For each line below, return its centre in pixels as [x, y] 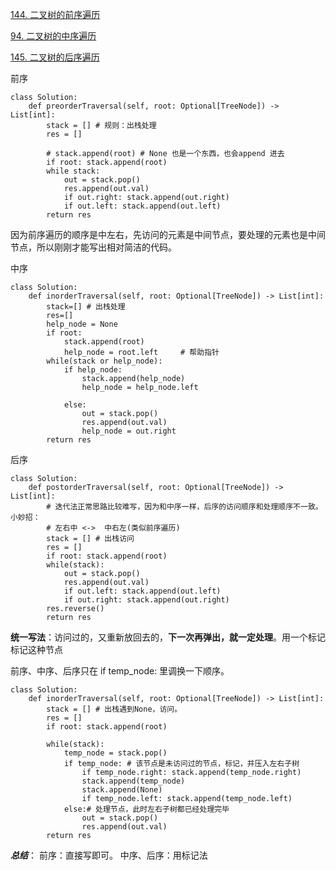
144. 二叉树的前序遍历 [55, 14]
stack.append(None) [122, 790]
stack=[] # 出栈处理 [86, 307]
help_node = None [82, 324]
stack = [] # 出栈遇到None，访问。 [114, 709]
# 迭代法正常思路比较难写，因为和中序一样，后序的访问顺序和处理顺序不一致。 [184, 507]
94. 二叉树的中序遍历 [53, 36]
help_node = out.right [129, 431]
